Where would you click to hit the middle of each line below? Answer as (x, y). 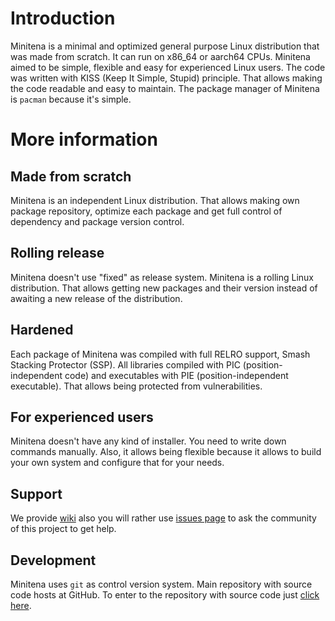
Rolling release (57, 253)
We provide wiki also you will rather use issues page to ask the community (163, 518)
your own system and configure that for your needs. (117, 463)
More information (84, 139)
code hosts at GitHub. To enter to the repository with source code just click (165, 595)
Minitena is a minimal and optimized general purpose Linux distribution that (165, 46)
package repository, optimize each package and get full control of (146, 211)
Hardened (42, 330)
